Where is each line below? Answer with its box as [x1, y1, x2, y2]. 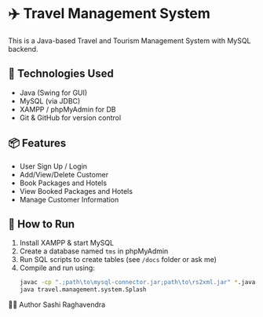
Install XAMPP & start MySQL [19, 239, 115, 248]
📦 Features [8, 137, 67, 150]
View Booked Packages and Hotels [19, 186, 133, 195]
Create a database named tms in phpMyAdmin [19, 246, 169, 256]
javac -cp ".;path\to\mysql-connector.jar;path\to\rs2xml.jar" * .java [19, 279, 256, 286]
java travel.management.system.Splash [19, 286, 147, 293]
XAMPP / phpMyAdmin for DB [19, 104, 116, 114]
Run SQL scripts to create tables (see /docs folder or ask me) [19, 255, 217, 264]
